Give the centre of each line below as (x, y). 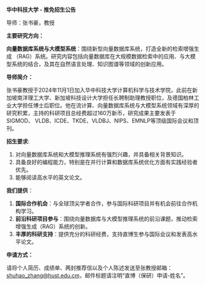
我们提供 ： (20, 190)
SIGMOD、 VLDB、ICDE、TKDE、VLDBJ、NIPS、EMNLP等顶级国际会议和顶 (102, 121)
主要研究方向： (25, 36)
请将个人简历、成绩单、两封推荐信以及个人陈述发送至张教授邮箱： (89, 268)
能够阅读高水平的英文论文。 (50, 177)
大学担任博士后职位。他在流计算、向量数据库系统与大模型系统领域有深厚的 (105, 105)
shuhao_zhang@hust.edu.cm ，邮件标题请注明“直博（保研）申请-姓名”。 (97, 275)
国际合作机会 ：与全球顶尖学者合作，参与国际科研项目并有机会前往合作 (104, 203)
